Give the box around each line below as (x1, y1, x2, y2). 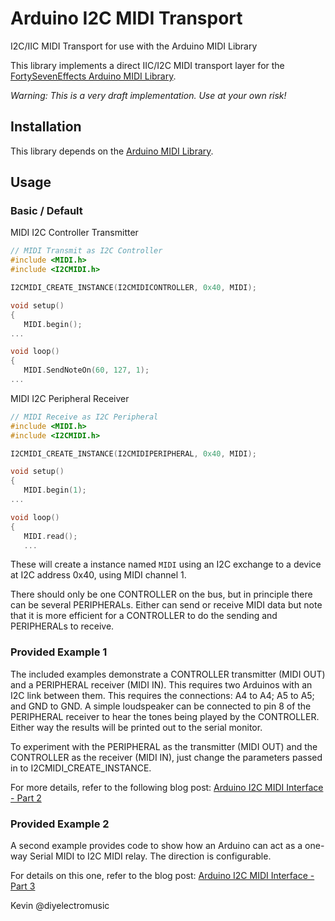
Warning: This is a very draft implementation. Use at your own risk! (10, 89, 287, 101)
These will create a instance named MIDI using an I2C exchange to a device (10, 558, 322, 571)
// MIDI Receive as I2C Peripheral (10, 412, 159, 422)
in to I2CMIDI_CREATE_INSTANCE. (10, 762, 152, 774)
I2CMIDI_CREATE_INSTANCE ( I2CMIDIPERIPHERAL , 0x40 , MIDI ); (10, 448, 257, 459)
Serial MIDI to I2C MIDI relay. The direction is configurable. (29, 850, 272, 862)
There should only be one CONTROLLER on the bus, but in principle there (10, 588, 313, 601)
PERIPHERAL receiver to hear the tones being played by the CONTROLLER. (10, 710, 320, 722)
